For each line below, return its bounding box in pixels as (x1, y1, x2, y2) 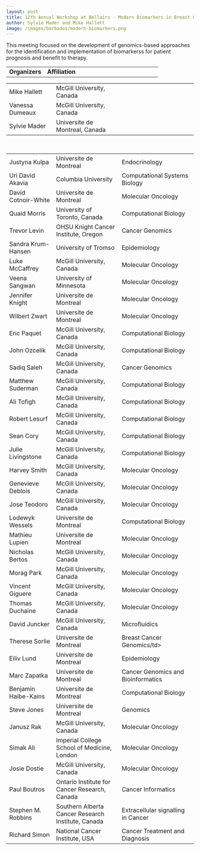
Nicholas (9, 548, 34, 557)
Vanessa (9, 101, 33, 110)
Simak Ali (9, 743, 36, 752)
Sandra (9, 240, 30, 248)
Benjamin (9, 685, 36, 693)
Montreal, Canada (56, 126, 106, 134)
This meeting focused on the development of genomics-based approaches (6, 42, 190, 49)
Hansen (9, 248, 31, 256)
